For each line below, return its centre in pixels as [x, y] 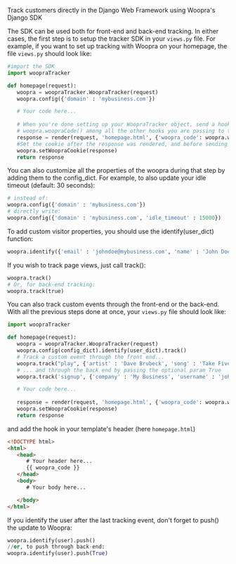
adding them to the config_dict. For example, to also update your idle [107, 178]
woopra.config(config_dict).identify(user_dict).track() [102, 350]
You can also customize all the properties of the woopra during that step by [116, 171]
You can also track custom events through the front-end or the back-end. [113, 304]
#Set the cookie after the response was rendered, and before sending [122, 144]
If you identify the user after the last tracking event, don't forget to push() [113, 520]
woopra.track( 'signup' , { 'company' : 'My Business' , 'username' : [116, 376]
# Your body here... [56, 487]
